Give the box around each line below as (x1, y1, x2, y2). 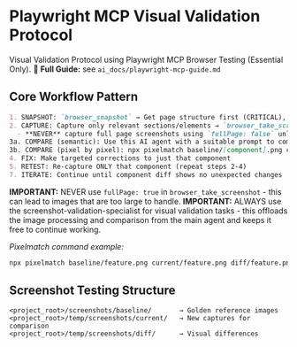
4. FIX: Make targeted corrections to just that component (9, 154, 232, 163)
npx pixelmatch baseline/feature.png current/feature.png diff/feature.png (9, 258, 294, 267)
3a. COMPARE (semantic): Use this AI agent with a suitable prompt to (9, 137, 275, 147)
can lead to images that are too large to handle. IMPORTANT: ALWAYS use (9, 196, 282, 206)
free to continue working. (9, 224, 102, 235)
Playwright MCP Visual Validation (9, 6, 261, 27)
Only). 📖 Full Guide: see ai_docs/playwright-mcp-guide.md (9, 64, 221, 74)
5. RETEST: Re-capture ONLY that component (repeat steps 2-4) (9, 162, 247, 171)
